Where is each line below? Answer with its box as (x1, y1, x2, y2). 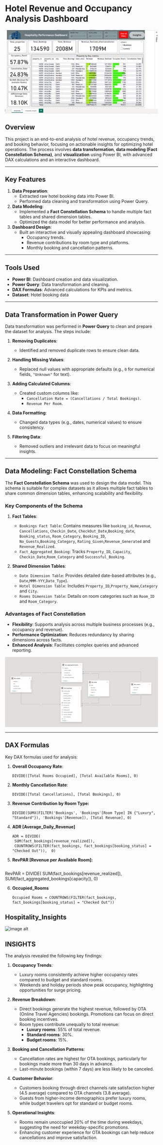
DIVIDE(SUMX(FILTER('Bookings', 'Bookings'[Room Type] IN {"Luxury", (12, 810, 156, 815)
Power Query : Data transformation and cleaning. (12, 282, 110, 287)
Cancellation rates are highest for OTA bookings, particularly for (19, 1056, 147, 1061)
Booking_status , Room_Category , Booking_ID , (19, 533, 106, 539)
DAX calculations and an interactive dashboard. (5, 156, 100, 163)
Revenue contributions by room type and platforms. (26, 240, 130, 246)
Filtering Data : (12, 434, 42, 440)
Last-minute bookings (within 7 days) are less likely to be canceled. (19, 1066, 154, 1072)
